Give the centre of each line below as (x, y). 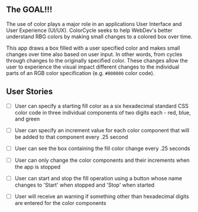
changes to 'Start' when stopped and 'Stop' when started (85, 185)
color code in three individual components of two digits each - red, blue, (103, 112)
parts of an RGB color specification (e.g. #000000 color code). (80, 73)
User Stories (30, 92)
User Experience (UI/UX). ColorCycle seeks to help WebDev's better (89, 30)
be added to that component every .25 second (71, 137)
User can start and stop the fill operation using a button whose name (98, 178)
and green (27, 119)
